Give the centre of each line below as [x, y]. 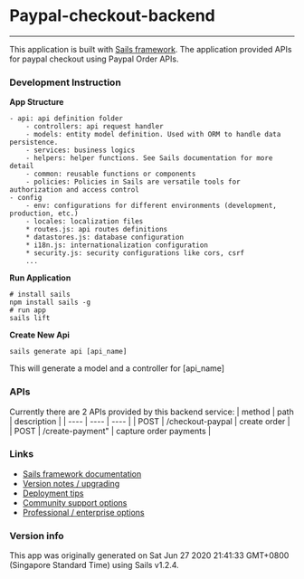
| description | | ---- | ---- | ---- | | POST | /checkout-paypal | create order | [150, 421]
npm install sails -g [50, 303]
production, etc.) [44, 214]
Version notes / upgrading [71, 483]
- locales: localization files [85, 222]
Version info [37, 536]
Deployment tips [53, 493]
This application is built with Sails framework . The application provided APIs [151, 49]
